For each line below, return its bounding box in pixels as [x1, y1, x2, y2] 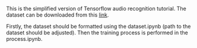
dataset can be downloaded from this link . [6, 11, 109, 18]
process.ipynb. [6, 36, 43, 42]
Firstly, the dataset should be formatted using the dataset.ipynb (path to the [6, 23, 191, 30]
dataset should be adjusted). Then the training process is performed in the [6, 29, 188, 36]
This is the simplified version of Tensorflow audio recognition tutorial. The [6, 5, 187, 12]
